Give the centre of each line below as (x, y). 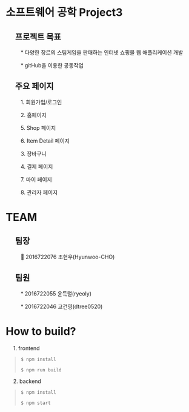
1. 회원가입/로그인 (41, 102)
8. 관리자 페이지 (39, 192)
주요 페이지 (34, 86)
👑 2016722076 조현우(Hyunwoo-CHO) (68, 257)
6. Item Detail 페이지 (45, 141)
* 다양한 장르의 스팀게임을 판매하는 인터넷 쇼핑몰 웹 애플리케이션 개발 (102, 52)
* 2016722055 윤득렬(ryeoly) (56, 293)
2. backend (27, 381)
